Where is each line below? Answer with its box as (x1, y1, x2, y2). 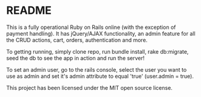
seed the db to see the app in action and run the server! (6, 54, 145, 61)
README (6, 4, 52, 17)
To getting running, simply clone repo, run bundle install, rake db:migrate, (6, 48, 189, 55)
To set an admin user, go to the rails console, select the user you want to (6, 66, 187, 73)
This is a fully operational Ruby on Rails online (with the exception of (6, 23, 176, 31)
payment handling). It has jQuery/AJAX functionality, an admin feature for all (6, 30, 196, 37)
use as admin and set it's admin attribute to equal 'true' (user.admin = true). (6, 72, 194, 80)
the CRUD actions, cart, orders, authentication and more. (6, 36, 148, 43)
